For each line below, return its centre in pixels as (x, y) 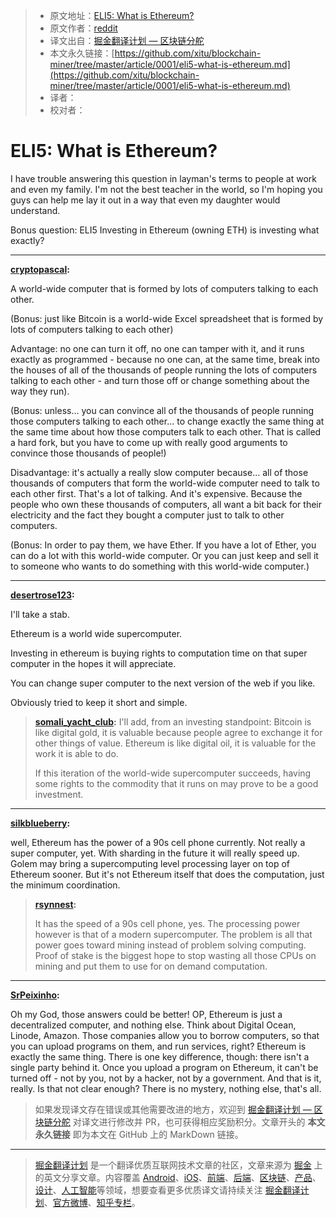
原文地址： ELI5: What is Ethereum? (122, 15)
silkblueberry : (40, 823)
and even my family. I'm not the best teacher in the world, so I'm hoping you (166, 189)
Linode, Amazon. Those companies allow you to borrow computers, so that (165, 1035)
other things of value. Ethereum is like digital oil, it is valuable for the (175, 743)
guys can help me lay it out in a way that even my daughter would (145, 200)
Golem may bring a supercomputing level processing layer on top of (150, 863)
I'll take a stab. (40, 614)
